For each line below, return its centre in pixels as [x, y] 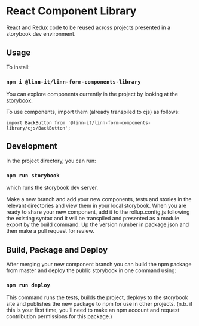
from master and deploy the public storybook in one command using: [91, 270]
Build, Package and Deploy [57, 250]
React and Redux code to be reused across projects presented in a [88, 27]
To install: [18, 67]
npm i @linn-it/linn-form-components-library [74, 81]
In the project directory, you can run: [51, 161]
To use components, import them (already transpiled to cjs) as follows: [93, 112]
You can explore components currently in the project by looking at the [92, 94]
